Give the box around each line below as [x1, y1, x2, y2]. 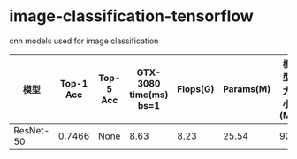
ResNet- [13, 124, 50, 136]
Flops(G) [176, 82, 215, 95]
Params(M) [222, 82, 271, 95]
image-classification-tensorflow [9, 6, 254, 26]
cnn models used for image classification [9, 35, 159, 46]
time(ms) [129, 88, 169, 101]
